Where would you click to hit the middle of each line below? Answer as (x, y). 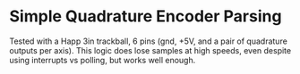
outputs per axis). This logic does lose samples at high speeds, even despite (150, 50)
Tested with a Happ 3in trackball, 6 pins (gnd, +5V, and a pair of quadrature (149, 41)
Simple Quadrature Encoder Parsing (146, 16)
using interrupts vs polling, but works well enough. (103, 60)
